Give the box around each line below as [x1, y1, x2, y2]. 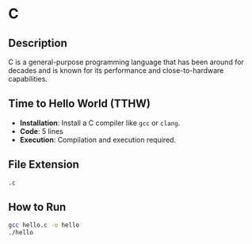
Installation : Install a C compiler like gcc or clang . [19, 118, 181, 128]
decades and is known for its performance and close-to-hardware [8, 66, 224, 75]
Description [8, 36, 67, 50]
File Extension [8, 158, 79, 171]
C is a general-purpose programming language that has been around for [8, 57, 244, 67]
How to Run [8, 200, 67, 214]
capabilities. [8, 74, 48, 83]
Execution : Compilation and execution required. [19, 135, 177, 144]
